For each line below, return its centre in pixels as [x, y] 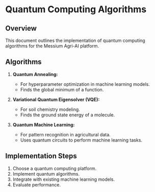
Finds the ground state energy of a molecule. [68, 115]
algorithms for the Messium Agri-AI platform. [52, 46]
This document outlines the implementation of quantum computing [75, 40]
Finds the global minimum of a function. [62, 89]
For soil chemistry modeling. [50, 109]
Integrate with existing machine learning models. [64, 179]
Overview [21, 28]
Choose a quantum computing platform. [55, 168]
